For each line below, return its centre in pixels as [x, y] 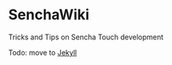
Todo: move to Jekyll [43, 52]
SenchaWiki [49, 15]
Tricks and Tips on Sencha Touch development [86, 37]
